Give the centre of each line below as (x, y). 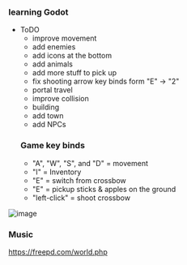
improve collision (60, 99)
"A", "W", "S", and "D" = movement (90, 163)
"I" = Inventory (57, 172)
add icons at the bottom (72, 56)
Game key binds (52, 146)
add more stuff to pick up (74, 73)
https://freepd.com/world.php (58, 252)
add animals (52, 64)
